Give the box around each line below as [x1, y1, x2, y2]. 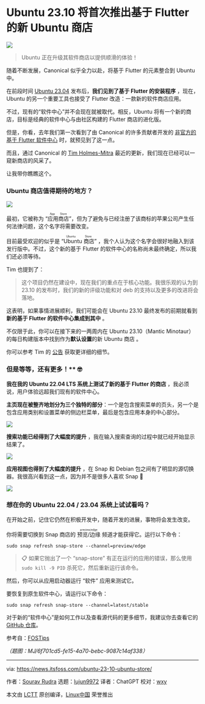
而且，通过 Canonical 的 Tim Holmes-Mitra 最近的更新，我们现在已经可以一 [6, 149, 195, 156]
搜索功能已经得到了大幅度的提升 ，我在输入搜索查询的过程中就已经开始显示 [6, 433, 195, 440]
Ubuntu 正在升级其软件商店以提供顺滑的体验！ [21, 53, 138, 61]
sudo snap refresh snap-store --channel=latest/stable [6, 602, 149, 608]
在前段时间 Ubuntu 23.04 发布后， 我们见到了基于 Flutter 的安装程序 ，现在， [6, 87, 199, 95]
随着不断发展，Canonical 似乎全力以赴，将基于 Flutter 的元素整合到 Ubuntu [6, 67, 195, 74]
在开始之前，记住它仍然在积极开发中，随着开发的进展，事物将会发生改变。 [6, 516, 193, 523]
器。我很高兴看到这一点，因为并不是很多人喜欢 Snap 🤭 [6, 472, 143, 480]
